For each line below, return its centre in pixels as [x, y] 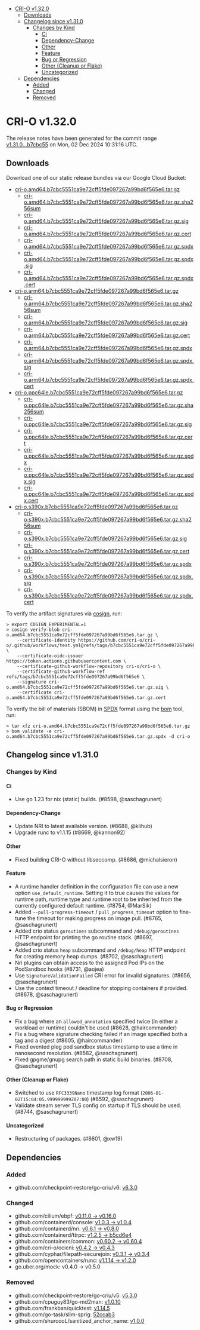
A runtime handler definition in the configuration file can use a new [96, 886]
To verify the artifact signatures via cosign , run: [64, 613]
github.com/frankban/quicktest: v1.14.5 [62, 1308]
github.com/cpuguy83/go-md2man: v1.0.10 [68, 1301]
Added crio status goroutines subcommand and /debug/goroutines [97, 931]
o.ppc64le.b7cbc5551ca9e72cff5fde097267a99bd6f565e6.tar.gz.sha [108, 405]
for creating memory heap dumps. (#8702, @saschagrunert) [89, 956]
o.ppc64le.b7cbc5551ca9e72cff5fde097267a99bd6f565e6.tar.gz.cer [108, 437]
